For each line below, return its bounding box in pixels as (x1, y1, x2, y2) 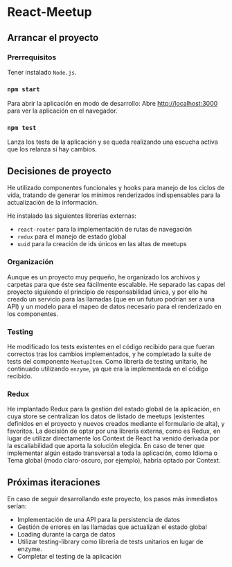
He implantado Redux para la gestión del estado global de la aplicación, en (7, 405, 220, 413)
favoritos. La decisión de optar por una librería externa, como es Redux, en (7, 427, 221, 436)
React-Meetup (7, 4, 92, 20)
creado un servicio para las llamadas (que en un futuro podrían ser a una (7, 295, 215, 303)
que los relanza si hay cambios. (7, 145, 97, 154)
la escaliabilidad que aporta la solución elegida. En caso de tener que (7, 442, 205, 450)
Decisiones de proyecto (7, 165, 112, 177)
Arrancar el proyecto (7, 32, 99, 44)
